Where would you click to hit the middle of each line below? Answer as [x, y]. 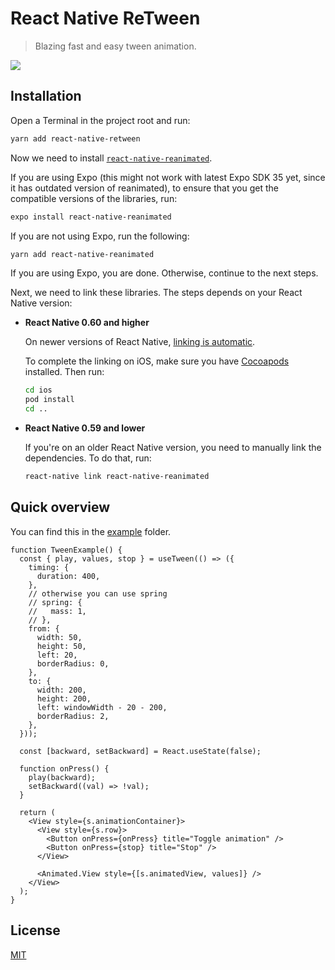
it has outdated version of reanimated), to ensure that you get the [144, 188]
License [35, 930]
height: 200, [64, 698]
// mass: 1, [57, 611]
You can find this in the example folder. [91, 531]
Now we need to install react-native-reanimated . [111, 158]
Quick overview [60, 507]
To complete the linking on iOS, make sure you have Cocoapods [157, 361]
